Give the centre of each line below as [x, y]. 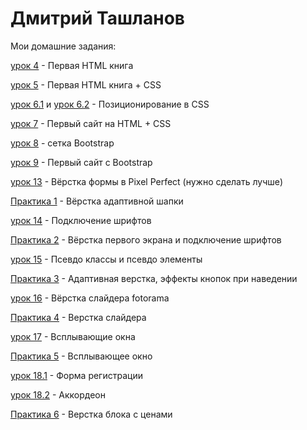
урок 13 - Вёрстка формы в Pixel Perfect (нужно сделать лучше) [147, 181]
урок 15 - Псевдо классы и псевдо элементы [106, 259]
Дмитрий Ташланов [97, 18]
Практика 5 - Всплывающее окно [81, 356]
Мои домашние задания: [63, 46]
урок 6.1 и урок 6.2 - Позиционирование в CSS [110, 104]
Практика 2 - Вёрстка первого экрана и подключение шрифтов [146, 239]
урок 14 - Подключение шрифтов [81, 220]
